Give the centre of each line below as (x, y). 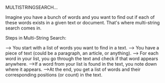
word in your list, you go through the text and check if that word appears (82, 59)
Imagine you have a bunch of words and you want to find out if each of (80, 17)
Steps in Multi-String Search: (36, 38)
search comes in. (24, 28)
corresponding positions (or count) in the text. (54, 75)
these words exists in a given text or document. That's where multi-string (82, 23)
